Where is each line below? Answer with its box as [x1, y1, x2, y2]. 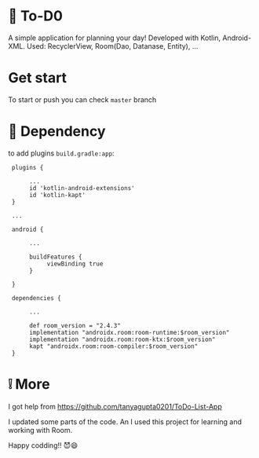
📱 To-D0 [8, 7, 63, 25]
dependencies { [11, 294, 61, 302]
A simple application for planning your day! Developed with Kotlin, [8, 33, 221, 42]
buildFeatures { [28, 253, 82, 261]
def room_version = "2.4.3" [28, 321, 122, 329]
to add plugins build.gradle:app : [8, 148, 115, 158]
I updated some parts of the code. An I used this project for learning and [8, 416, 242, 427]
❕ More [8, 376, 50, 393]
